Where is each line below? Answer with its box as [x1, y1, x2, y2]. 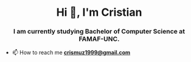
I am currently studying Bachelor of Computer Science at [13, 27, 186, 36]
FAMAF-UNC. [78, 35, 120, 43]
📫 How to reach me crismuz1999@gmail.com [12, 49, 131, 57]
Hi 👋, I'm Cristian [56, 5, 142, 19]
